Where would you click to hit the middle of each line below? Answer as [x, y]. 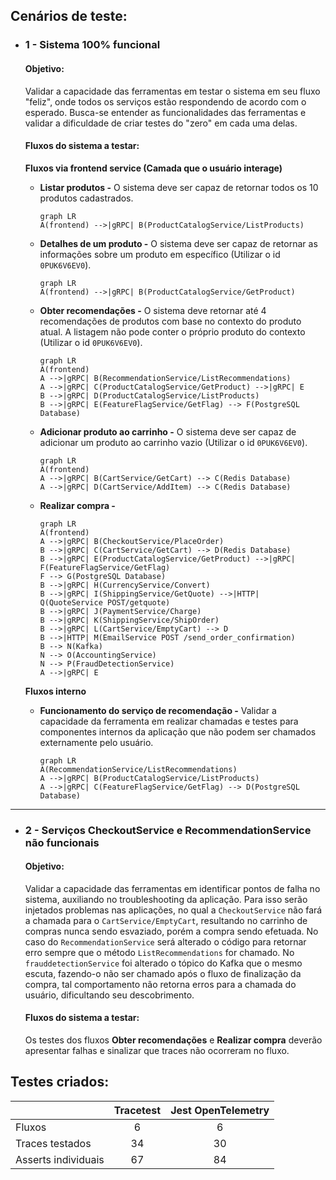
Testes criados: [60, 1082]
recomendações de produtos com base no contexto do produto [170, 321]
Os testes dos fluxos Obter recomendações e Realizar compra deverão [173, 1040]
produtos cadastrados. [86, 198]
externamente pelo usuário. [96, 742]
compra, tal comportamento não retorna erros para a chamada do [160, 984]
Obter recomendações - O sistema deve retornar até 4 [153, 310]
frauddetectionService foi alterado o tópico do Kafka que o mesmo [163, 963]
